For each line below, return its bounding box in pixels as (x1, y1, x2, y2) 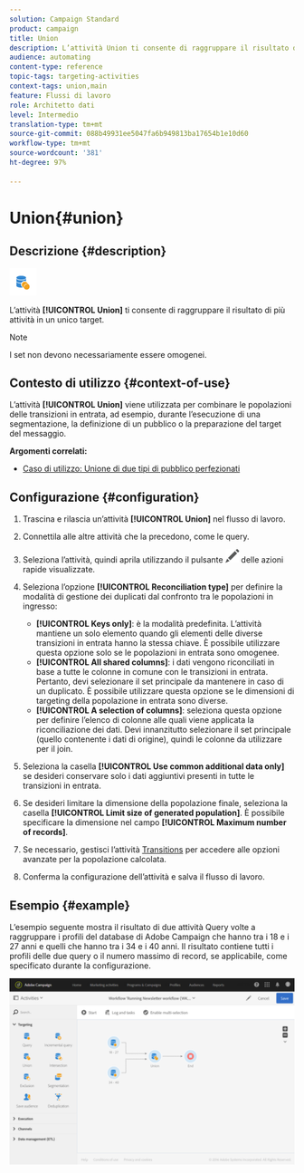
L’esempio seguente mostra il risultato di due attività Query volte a (9, 922, 256, 933)
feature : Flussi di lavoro (9, 91, 111, 100)
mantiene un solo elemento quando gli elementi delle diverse (35, 628, 263, 639)
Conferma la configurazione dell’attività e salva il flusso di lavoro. (22, 871, 265, 882)
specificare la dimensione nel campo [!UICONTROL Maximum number (22, 817, 287, 828)
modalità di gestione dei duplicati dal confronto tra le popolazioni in (22, 591, 274, 602)
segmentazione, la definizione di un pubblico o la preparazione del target (9, 418, 282, 429)
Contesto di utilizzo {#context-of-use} (9, 376, 231, 391)
